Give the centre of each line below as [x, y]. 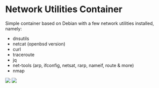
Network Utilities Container [64, 9]
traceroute [23, 55]
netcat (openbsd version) [39, 43]
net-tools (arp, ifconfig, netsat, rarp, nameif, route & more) [73, 65]
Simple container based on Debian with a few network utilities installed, [80, 23]
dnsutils [21, 38]
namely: [13, 28]
